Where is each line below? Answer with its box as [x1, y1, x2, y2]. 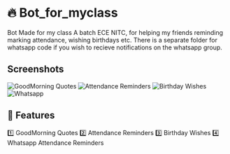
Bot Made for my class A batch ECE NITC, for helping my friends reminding [7, 28, 224, 36]
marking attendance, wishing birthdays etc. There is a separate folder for [7, 36, 218, 44]
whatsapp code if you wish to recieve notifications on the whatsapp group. [7, 43, 222, 52]
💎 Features [7, 109, 55, 121]
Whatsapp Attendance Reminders [7, 138, 104, 147]
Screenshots [7, 63, 64, 75]
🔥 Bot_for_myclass [7, 5, 118, 21]
